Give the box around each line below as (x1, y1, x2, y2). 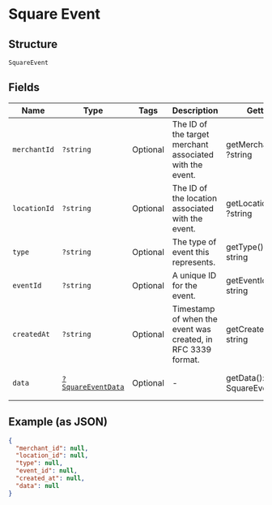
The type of (172, 236, 217, 248)
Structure (8, 37, 58, 51)
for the (172, 279, 198, 291)
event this (172, 246, 210, 257)
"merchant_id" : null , (15, 444, 89, 452)
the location (172, 192, 217, 204)
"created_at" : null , (15, 474, 85, 482)
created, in (172, 334, 213, 345)
